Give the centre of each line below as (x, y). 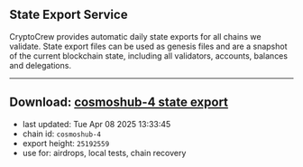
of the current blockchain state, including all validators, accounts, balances (149, 56)
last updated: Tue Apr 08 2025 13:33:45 (96, 124)
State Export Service (69, 15)
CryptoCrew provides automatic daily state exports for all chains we (135, 36)
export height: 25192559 (66, 143)
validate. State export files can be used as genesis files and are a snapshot (148, 46)
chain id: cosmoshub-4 (62, 134)
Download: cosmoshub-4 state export (119, 102)
